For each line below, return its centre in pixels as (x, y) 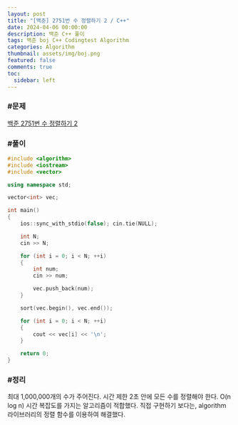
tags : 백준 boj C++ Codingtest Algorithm (68, 41)
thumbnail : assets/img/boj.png (54, 54)
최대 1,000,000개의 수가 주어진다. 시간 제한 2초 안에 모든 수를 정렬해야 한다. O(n (119, 397)
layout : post (27, 14)
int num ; (46, 269)
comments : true (30, 67)
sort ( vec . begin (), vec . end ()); (67, 308)
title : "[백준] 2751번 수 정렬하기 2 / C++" (68, 21)
